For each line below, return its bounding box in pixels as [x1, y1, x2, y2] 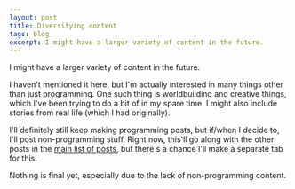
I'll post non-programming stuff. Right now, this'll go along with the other [9, 134, 275, 145]
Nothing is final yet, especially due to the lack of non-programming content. [9, 170, 287, 181]
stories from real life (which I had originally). [9, 107, 171, 118]
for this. [9, 153, 38, 164]
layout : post [9, 12, 58, 22]
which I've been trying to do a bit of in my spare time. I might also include [9, 98, 278, 109]
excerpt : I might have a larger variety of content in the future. [9, 37, 265, 47]
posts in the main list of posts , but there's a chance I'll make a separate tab [9, 144, 283, 154]
